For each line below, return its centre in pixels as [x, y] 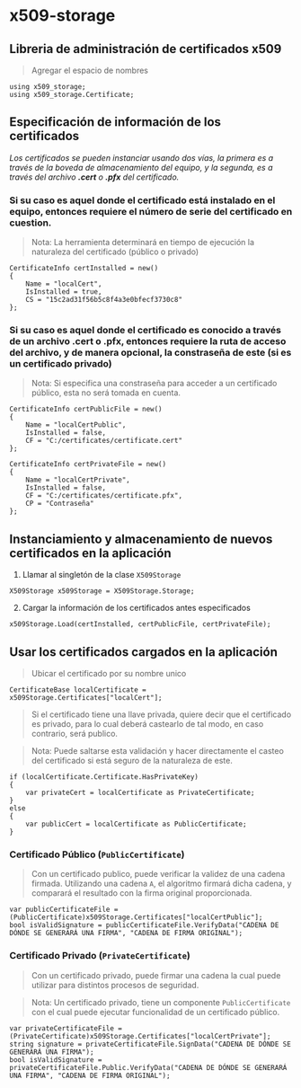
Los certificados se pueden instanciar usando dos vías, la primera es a [142, 157]
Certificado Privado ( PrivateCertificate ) [100, 956]
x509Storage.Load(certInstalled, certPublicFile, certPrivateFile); [140, 624]
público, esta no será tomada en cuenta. [106, 393]
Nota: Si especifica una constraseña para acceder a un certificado [154, 384]
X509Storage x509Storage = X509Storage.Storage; [102, 591]
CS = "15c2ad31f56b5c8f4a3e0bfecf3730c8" [104, 300]
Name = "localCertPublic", [76, 425]
